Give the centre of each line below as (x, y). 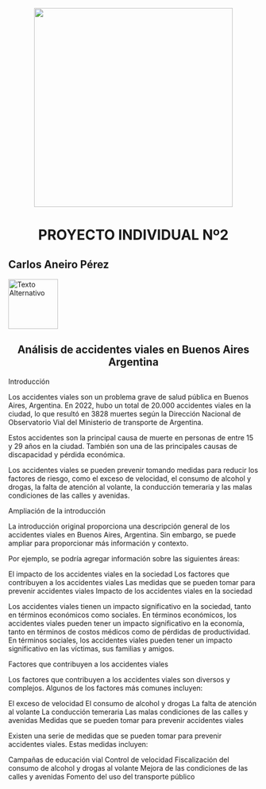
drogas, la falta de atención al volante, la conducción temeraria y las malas (130, 486)
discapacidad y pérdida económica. (67, 455)
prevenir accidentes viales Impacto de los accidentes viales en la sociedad (130, 591)
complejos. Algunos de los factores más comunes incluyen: (106, 688)
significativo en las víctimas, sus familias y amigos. (91, 648)
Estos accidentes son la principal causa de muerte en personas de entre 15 (131, 437)
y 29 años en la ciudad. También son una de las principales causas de (123, 446)
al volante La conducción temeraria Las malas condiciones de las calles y (128, 712)
